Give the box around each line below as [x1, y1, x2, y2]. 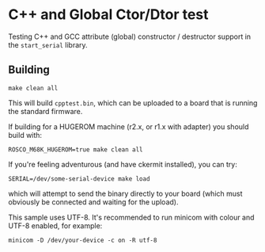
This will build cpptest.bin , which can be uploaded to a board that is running [8, 97, 258, 108]
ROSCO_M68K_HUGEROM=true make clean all [8, 145, 144, 154]
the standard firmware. [8, 106, 83, 116]
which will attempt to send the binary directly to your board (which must [8, 189, 243, 198]
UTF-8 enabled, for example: [8, 220, 103, 231]
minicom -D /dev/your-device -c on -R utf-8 [8, 236, 157, 244]
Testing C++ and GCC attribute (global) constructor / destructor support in [8, 32, 252, 41]
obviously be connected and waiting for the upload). [8, 197, 179, 207]
